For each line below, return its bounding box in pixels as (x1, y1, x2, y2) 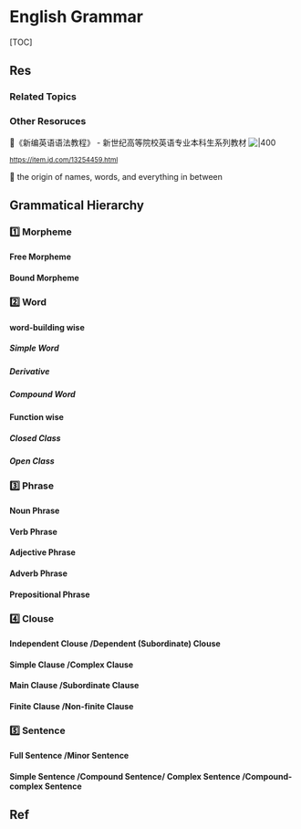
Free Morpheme (9, 251, 71, 262)
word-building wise (9, 321, 85, 332)
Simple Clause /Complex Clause (9, 659, 134, 670)
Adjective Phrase (9, 547, 76, 558)
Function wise (9, 412, 64, 423)
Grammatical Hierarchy (9, 197, 144, 213)
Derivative (9, 365, 50, 376)
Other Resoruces (9, 115, 87, 128)
